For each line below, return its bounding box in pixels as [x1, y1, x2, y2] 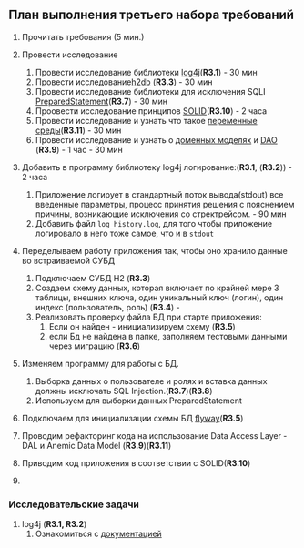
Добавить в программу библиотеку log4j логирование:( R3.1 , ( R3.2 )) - [21, 161, 292, 172]
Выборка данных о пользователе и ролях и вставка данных [35, 375, 268, 386]
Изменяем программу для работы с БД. [21, 358, 179, 369]
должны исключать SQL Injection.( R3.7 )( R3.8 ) [35, 385, 213, 396]
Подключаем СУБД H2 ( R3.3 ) [35, 272, 151, 283]
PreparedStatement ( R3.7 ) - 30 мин [35, 96, 168, 107]
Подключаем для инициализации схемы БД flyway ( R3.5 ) [21, 412, 244, 423]
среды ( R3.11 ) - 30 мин [35, 125, 122, 136]
